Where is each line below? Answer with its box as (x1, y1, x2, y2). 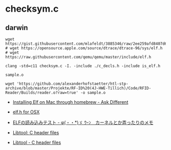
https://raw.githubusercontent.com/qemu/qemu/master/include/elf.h (5, 54, 152, 59)
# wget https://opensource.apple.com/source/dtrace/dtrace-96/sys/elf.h (5, 46, 163, 51)
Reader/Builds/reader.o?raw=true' (5, 90, 79, 95)
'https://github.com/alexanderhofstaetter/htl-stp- (16, 81, 129, 86)
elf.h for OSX (12, 109, 40, 115)
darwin (5, 23, 28, 32)
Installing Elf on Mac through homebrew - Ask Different (12, 99, 129, 105)
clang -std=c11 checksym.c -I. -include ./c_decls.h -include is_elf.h (5, 64, 160, 69)
